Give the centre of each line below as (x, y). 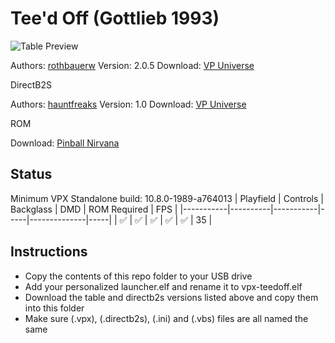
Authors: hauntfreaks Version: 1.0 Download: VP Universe (128, 104)
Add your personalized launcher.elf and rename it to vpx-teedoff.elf (163, 286)
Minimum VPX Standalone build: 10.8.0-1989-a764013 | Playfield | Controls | (167, 198)
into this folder (54, 308)
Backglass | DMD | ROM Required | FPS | (94, 209)
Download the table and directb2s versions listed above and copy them (171, 297)
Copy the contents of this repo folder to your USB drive (138, 276)
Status (31, 174)
